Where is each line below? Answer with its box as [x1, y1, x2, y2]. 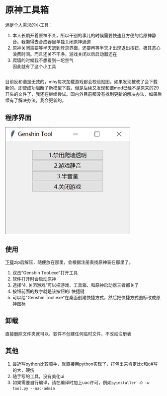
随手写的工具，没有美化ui [12, 373, 65, 379]
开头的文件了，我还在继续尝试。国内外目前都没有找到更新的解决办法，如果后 [5, 91, 162, 97]
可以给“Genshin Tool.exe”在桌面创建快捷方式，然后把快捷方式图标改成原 [12, 294, 161, 300]
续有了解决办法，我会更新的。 [5, 97, 66, 103]
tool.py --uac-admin [12, 386, 55, 391]
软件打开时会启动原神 [12, 276, 56, 282]
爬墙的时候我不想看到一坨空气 [12, 57, 74, 63]
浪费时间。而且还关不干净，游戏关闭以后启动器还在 [12, 51, 117, 57]
